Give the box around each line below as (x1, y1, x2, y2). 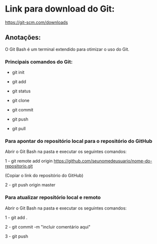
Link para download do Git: (5, 3, 115, 15)
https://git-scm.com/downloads (5, 19, 68, 25)
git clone (12, 98, 30, 104)
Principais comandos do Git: (5, 58, 73, 65)
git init (12, 69, 25, 76)
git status (12, 88, 31, 94)
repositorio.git (5, 163, 33, 169)
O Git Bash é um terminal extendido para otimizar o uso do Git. (5, 46, 129, 52)
